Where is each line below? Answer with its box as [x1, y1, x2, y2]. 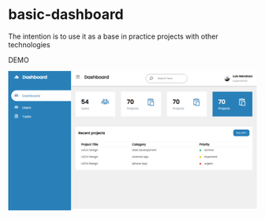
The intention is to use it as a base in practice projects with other [8, 32, 218, 41]
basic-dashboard [8, 6, 124, 24]
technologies [8, 39, 50, 49]
